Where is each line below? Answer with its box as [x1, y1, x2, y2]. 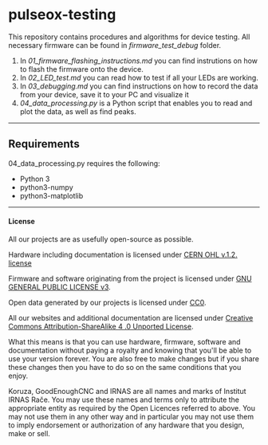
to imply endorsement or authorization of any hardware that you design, [8, 420, 245, 430]
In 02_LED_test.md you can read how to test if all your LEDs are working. [19, 73, 259, 82]
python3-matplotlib [19, 191, 84, 200]
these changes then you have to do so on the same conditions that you [8, 362, 242, 372]
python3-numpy [19, 182, 73, 192]
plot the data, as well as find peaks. [19, 106, 137, 116]
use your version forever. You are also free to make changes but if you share [8, 353, 260, 364]
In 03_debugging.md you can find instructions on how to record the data [19, 81, 258, 91]
